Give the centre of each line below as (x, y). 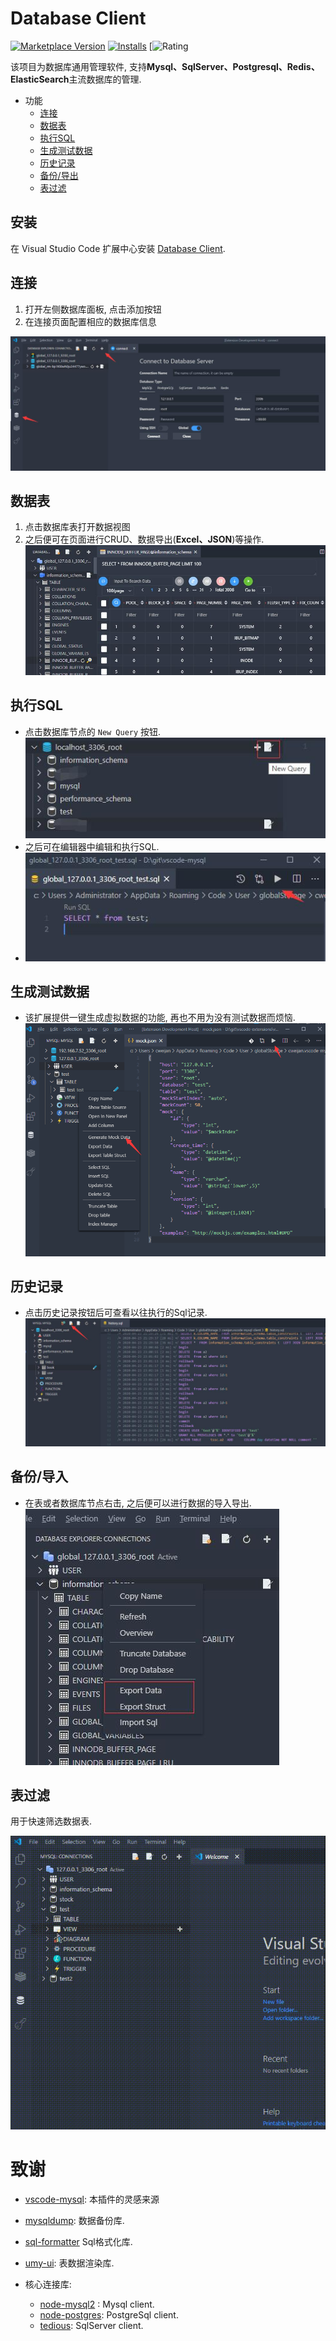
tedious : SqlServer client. (91, 2325)
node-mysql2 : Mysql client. (97, 2304)
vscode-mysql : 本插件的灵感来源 (92, 2199)
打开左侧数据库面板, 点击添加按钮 (93, 309)
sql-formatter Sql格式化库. (78, 2241)
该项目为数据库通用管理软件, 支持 (78, 66)
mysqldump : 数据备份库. (74, 2220)
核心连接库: (48, 2284)
